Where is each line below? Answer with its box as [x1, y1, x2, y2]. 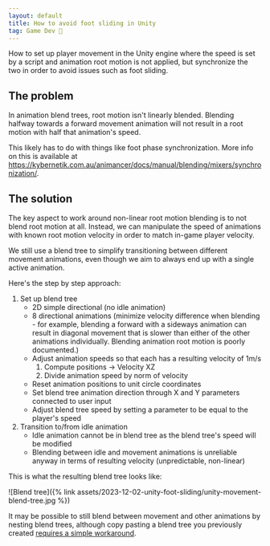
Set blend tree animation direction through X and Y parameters [31, 388, 240, 397]
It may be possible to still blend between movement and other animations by [8, 511, 261, 520]
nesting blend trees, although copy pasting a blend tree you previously [8, 520, 243, 529]
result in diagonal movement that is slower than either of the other [31, 328, 251, 337]
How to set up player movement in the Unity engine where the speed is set [8, 49, 256, 59]
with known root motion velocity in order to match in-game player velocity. [8, 230, 255, 239]
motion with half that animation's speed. [8, 128, 141, 137]
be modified [31, 439, 72, 448]
